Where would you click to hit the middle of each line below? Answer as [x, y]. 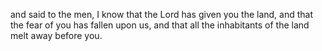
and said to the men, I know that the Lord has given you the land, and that [162, 14]
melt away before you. [56, 35]
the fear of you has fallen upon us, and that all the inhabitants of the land [160, 25]
